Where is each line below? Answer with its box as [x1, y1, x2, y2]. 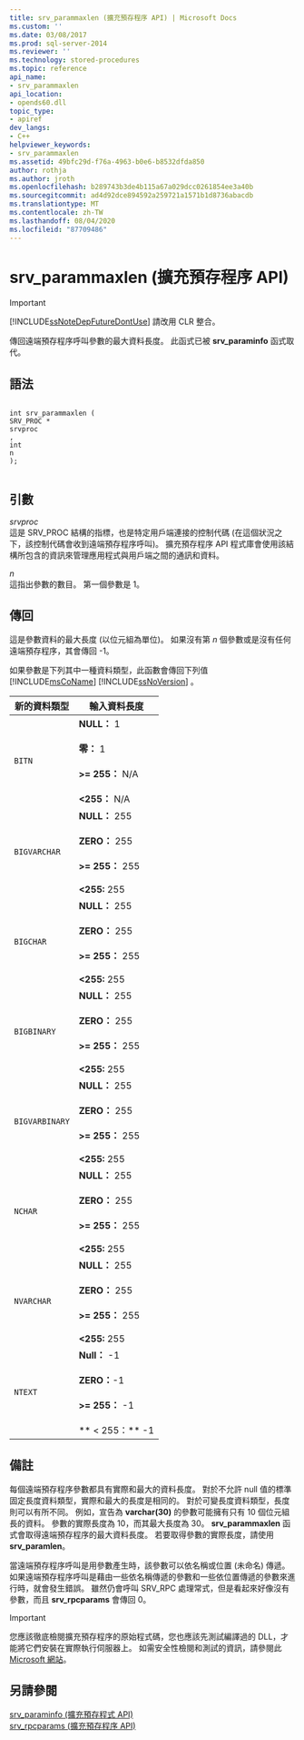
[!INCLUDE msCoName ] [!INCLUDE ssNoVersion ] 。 [9, 675, 200, 687]
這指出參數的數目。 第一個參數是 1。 [9, 579, 145, 590]
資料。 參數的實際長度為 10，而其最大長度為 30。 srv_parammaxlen [25, 1517, 281, 1529]
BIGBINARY [14, 1026, 56, 1037]
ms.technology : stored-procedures [9, 56, 141, 65]
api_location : [9, 89, 64, 98]
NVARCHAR [14, 1296, 52, 1306]
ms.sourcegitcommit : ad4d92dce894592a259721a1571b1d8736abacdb [9, 191, 254, 200]
